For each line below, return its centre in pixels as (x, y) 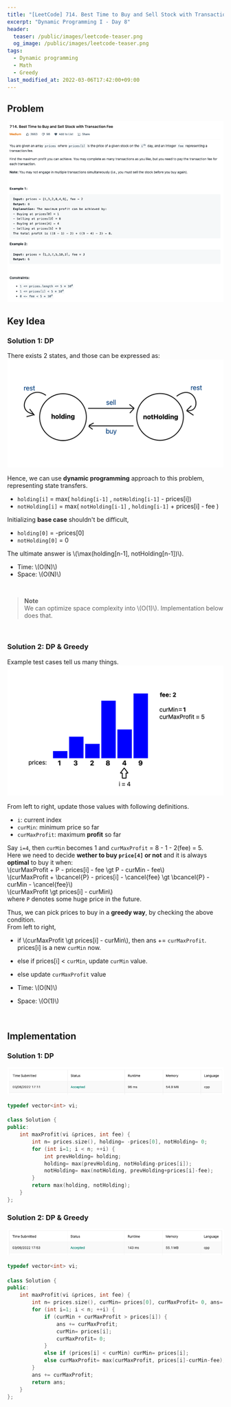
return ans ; (49, 1382)
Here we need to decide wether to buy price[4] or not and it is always (107, 855)
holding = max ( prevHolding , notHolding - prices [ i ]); (118, 1163)
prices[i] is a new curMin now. (59, 948)
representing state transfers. (47, 486)
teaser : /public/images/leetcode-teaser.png (78, 36)
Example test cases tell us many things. (63, 662)
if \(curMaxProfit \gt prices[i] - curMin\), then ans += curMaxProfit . (112, 940)
